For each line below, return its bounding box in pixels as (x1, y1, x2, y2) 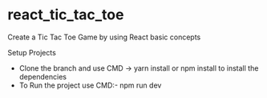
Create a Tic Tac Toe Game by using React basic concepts (7, 32, 201, 42)
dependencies (18, 71, 67, 81)
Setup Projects (7, 47, 57, 57)
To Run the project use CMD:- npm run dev (18, 80, 162, 90)
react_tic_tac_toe (7, 6, 124, 24)
